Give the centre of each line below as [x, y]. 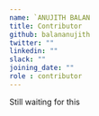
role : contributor [46, 76]
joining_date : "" [42, 68]
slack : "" [28, 59]
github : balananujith [50, 34]
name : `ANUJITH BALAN [50, 18]
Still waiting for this [45, 102]
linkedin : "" [34, 51]
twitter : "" [31, 43]
